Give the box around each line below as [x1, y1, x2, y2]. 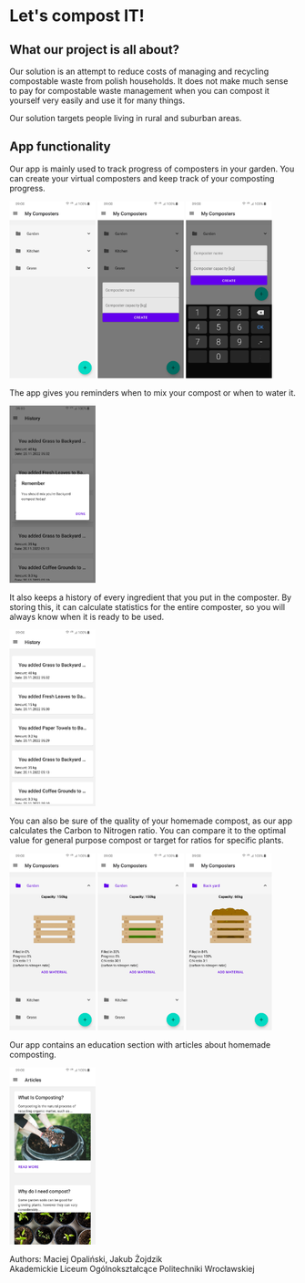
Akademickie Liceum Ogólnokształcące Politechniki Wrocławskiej [9, 1264, 255, 1275]
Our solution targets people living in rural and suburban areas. [9, 113, 242, 123]
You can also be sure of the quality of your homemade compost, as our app [9, 815, 293, 826]
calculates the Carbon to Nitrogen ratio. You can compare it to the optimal [9, 825, 287, 836]
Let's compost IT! [9, 5, 145, 26]
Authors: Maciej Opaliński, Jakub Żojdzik [9, 1254, 163, 1265]
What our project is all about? [9, 42, 180, 57]
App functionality [9, 139, 111, 155]
